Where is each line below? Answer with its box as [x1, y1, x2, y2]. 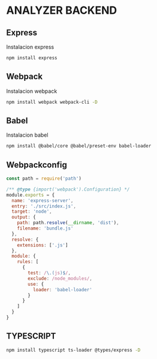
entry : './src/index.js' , [11, 203, 77, 209]
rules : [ [17, 259, 39, 265]
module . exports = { [6, 192, 55, 198]
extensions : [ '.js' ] [17, 242, 68, 248]
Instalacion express [6, 43, 55, 50]
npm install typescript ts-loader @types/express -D [6, 347, 141, 353]
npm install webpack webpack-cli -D [6, 99, 98, 105]
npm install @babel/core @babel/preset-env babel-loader [6, 143, 152, 149]
